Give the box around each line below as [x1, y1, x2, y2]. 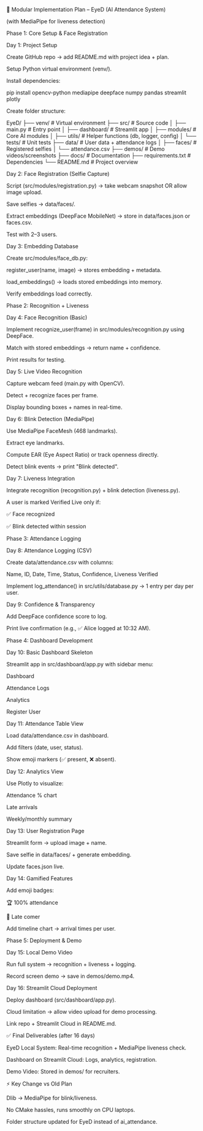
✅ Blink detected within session [6, 523, 86, 530]
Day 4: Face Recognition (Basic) [6, 314, 88, 321]
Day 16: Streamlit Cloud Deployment [6, 984, 98, 991]
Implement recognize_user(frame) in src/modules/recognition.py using [6, 326, 185, 333]
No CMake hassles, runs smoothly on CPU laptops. [6, 1106, 136, 1113]
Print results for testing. [6, 356, 66, 363]
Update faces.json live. [6, 863, 64, 870]
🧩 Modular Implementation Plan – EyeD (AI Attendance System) [6, 6, 166, 13]
